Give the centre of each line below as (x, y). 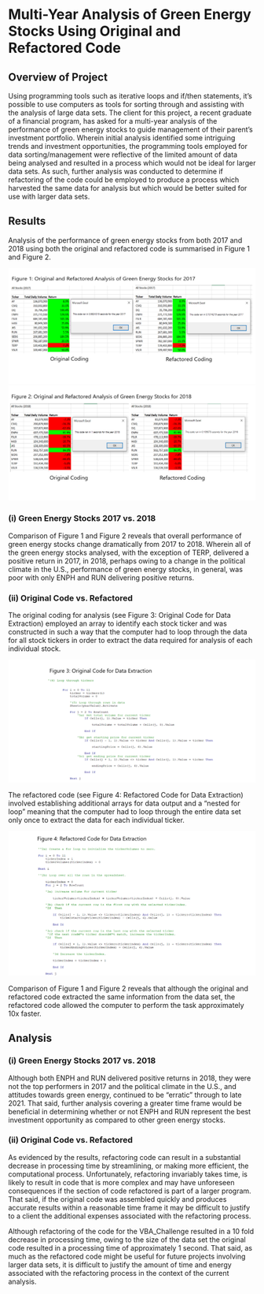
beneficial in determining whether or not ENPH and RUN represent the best (130, 1111)
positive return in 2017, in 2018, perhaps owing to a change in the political (127, 560)
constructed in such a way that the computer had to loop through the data (128, 631)
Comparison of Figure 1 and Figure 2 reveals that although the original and (128, 988)
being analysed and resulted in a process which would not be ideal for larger (132, 163)
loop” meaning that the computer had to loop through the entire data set (125, 811)
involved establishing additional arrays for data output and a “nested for (124, 803)
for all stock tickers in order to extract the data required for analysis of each (130, 640)
